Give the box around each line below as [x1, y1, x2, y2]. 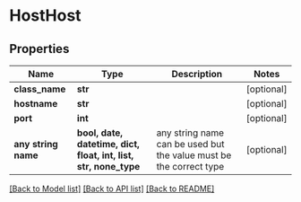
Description [171, 68, 223, 80]
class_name [13, 83, 66, 95]
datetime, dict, [76, 138, 141, 150]
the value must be [156, 149, 232, 162]
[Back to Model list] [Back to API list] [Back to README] [9, 183, 215, 194]
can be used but [156, 138, 225, 150]
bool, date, [76, 127, 124, 139]
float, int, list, [76, 149, 134, 162]
